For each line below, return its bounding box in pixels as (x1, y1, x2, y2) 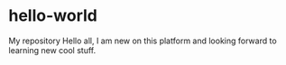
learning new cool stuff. (8, 44, 97, 55)
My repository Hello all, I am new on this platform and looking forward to (8, 35, 277, 46)
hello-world (8, 5, 98, 26)
